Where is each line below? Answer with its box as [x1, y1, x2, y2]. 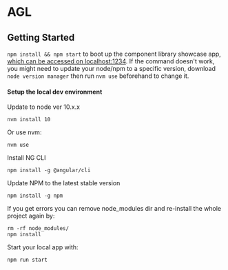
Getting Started [7, 32, 75, 43]
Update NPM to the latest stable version [7, 179, 121, 187]
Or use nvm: [7, 128, 42, 136]
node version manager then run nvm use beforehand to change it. [7, 72, 189, 80]
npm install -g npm [7, 192, 63, 200]
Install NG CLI [7, 154, 46, 162]
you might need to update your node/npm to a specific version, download [7, 65, 216, 72]
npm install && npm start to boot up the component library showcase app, [7, 50, 222, 58]
